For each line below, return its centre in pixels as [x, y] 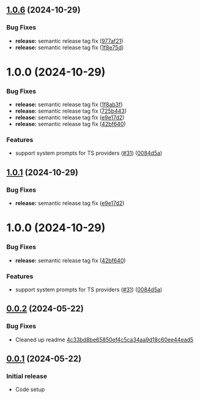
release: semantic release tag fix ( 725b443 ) [71, 111]
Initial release [27, 376]
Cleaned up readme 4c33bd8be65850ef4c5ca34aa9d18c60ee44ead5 [104, 340]
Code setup [30, 390]
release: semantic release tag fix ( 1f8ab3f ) [69, 105]
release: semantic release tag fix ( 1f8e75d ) [69, 47]
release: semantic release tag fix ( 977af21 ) [69, 41]
